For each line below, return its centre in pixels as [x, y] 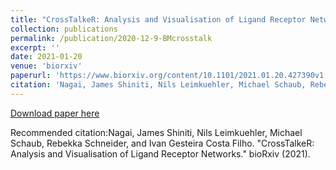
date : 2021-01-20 [46, 57]
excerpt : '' [35, 47]
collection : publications [64, 29]
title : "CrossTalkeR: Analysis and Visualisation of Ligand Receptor [158, 19]
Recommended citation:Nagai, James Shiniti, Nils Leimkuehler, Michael [156, 132]
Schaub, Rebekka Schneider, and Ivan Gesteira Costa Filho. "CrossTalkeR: [162, 143]
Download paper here [55, 113]
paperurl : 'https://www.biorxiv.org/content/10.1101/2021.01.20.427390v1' [169, 76]
